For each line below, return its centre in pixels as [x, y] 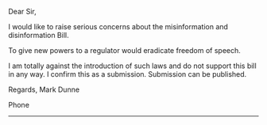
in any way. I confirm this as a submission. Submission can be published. [128, 74]
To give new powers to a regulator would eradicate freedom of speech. [124, 50]
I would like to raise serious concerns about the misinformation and [118, 27]
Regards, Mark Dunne [44, 89]
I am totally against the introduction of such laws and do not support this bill [132, 66]
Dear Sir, [23, 11]
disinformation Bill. [39, 35]
